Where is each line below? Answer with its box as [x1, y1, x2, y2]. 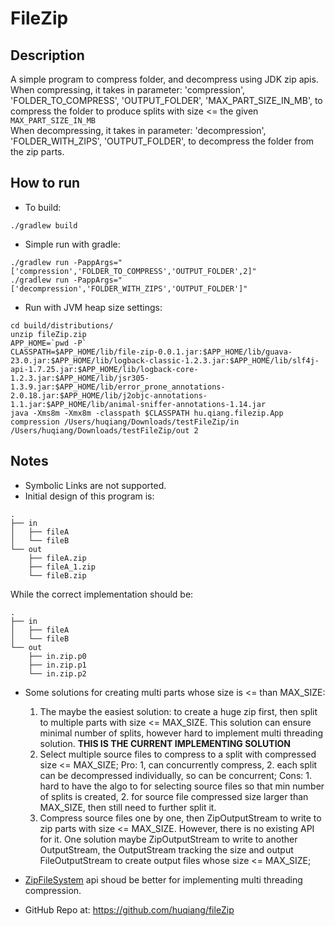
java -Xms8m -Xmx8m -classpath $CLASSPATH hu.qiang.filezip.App [10, 408, 284, 418]
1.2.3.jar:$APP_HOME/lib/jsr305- [10, 373, 150, 383]
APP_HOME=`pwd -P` [10, 338, 87, 348]
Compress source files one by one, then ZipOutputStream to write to [39, 812, 322, 824]
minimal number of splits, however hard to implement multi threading [39, 727, 324, 739]
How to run [10, 175, 81, 192]
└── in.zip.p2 [28, 668, 87, 679]
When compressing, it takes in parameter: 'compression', [10, 84, 246, 96]
